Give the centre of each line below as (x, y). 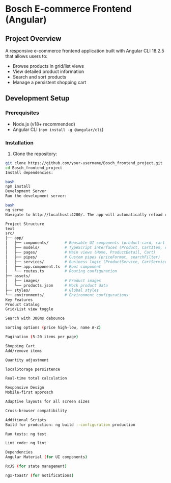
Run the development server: (36, 196)
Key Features (19, 300)
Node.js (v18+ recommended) (44, 124)
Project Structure (25, 224)
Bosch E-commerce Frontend (68, 9)
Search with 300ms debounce (35, 319)
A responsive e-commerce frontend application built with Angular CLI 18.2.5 (85, 51)
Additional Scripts (26, 420)
